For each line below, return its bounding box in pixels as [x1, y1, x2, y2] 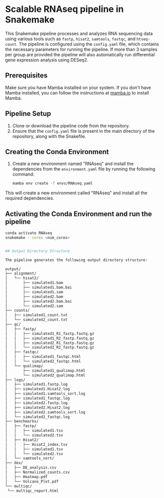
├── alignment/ [5, 271, 37, 276]
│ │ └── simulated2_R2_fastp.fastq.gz [5, 345, 94, 350]
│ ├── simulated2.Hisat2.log [5, 405, 70, 410]
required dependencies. [5, 195, 54, 201]
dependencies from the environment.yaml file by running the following [12, 166, 156, 172]
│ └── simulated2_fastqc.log [5, 414, 70, 419]
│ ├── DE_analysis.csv [5, 465, 57, 470]
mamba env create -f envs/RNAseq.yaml [12, 181, 93, 186]
